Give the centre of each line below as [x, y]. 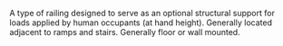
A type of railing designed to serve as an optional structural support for [142, 13]
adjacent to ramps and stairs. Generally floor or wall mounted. [125, 32]
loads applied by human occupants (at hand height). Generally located [141, 23]
